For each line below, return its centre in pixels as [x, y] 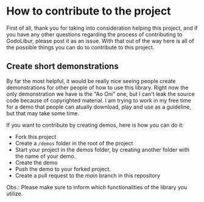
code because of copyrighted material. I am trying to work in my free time [99, 100]
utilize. [15, 194]
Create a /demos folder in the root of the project [74, 143]
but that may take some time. [43, 113]
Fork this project [36, 136]
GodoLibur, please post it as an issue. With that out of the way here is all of [100, 41]
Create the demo [36, 163]
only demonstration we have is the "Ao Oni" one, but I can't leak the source [100, 94]
